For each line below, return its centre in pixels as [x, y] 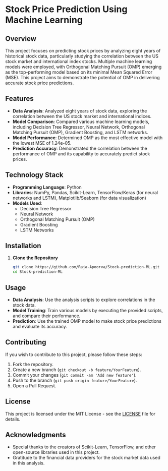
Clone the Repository [35, 258]
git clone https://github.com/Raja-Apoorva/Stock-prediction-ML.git [86, 267]
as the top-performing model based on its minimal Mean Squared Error [79, 72]
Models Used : [27, 203]
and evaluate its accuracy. [40, 327]
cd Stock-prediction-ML [38, 272]
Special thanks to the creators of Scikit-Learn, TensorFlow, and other [84, 447]
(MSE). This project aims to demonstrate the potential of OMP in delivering [82, 77]
